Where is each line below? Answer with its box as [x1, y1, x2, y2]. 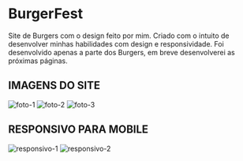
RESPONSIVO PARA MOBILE [8, 123, 148, 137]
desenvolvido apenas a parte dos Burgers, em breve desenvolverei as [8, 47, 235, 57]
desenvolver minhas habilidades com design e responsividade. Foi [8, 39, 225, 48]
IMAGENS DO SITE [8, 79, 101, 92]
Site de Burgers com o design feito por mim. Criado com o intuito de [8, 31, 230, 40]
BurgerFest [8, 5, 84, 23]
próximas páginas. [8, 56, 69, 66]
